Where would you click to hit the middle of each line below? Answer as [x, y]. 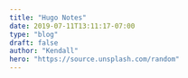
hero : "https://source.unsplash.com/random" [94, 59]
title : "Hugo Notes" [48, 17]
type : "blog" [34, 34]
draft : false [34, 43]
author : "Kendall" [44, 51]
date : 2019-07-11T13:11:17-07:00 [72, 26]
